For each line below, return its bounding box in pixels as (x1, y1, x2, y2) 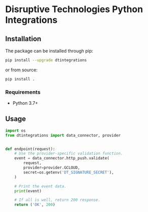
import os (5, 128, 26, 133)
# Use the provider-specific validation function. (14, 151, 123, 156)
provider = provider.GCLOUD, (23, 165, 80, 171)
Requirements (5, 89, 41, 96)
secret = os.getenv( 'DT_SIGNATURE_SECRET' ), (23, 169, 114, 175)
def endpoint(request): (5, 146, 56, 151)
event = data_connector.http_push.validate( (14, 156, 110, 161)
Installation (5, 34, 41, 43)
